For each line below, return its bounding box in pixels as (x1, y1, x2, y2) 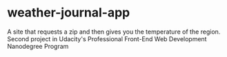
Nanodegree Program (7, 42, 69, 50)
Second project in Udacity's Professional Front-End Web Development (7, 34, 207, 43)
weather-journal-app (7, 5, 130, 21)
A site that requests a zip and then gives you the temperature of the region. (7, 27, 221, 36)
